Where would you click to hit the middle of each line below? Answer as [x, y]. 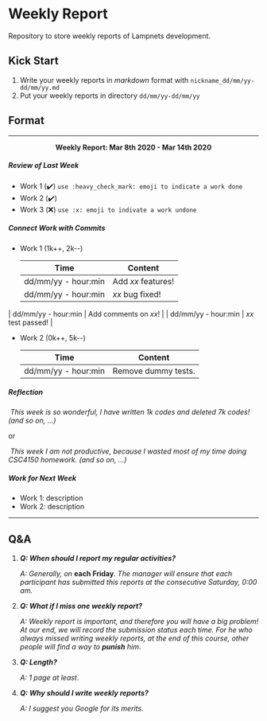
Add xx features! [143, 281]
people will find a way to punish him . [80, 647]
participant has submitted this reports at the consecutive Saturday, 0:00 [138, 583]
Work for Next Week [43, 478]
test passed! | [31, 322]
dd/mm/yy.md [39, 88]
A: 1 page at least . [49, 678]
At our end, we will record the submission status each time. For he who [136, 630]
